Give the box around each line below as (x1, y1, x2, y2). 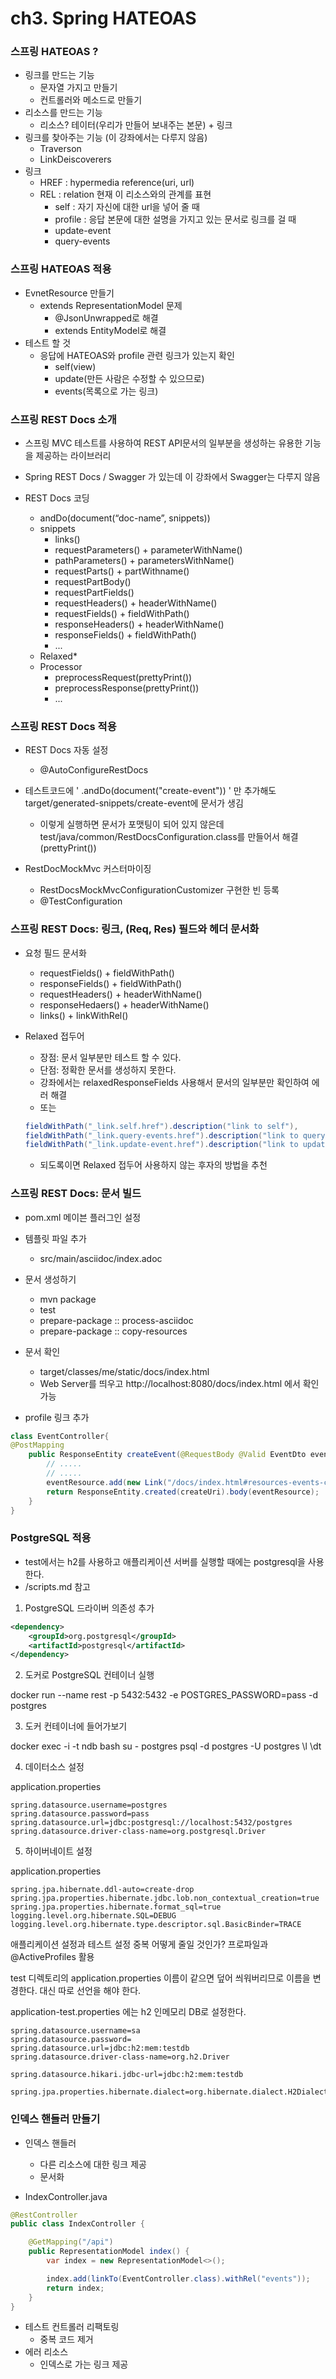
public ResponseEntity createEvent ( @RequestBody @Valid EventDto (28, 1450, 307, 1460)
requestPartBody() (54, 576, 132, 588)
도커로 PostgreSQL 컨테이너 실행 (24, 1669, 155, 1681)
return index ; (46, 2283, 105, 2293)
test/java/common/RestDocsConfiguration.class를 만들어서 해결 (39, 831, 299, 843)
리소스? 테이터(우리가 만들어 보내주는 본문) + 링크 (39, 119, 233, 131)
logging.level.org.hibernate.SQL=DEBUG (10, 1911, 177, 1921)
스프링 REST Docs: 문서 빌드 (10, 1187, 142, 1201)
